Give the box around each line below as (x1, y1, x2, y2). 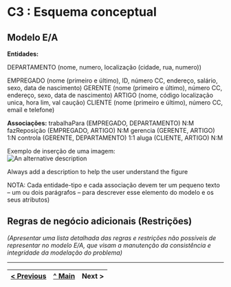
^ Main (53, 271, 76, 281)
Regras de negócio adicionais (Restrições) (7, 215, 192, 227)
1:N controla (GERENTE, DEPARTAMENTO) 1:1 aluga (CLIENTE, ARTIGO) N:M (7, 134, 223, 142)
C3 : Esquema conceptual (7, 4, 157, 20)
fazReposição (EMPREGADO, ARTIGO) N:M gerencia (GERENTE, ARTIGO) (7, 127, 215, 134)
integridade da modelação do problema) (7, 248, 122, 257)
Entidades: (7, 50, 39, 58)
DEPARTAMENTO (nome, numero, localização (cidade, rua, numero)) (7, 63, 201, 71)
